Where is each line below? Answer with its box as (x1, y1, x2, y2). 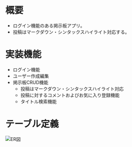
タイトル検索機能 (20, 98, 57, 105)
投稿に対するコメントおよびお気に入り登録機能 (20, 92, 120, 98)
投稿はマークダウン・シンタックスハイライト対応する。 (12, 29, 130, 35)
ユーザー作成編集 (12, 72, 49, 79)
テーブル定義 (5, 118, 59, 130)
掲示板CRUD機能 (12, 79, 49, 85)
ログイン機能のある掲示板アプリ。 (12, 22, 85, 29)
